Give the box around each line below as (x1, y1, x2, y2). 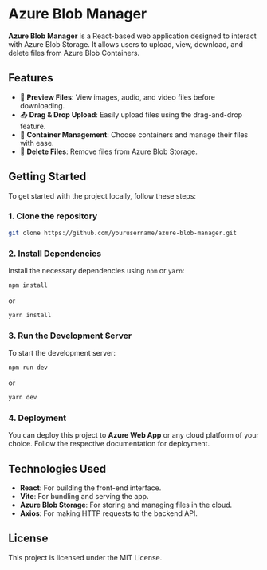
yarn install (8, 311, 52, 319)
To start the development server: (8, 348, 116, 358)
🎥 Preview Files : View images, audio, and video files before (19, 92, 215, 102)
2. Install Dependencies (8, 248, 102, 259)
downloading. (19, 100, 65, 110)
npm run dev (8, 364, 48, 371)
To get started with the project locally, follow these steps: (8, 191, 197, 200)
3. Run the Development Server (8, 330, 132, 341)
